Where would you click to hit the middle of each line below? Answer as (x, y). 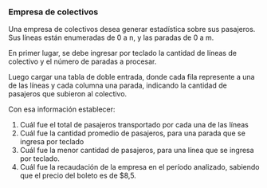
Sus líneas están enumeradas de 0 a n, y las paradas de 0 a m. (111, 37)
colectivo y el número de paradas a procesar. (82, 61)
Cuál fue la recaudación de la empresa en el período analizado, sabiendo (140, 167)
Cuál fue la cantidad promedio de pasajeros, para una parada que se (132, 133)
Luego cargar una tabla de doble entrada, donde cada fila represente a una (132, 77)
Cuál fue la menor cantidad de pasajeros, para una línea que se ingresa (137, 151)
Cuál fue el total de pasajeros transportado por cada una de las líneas (134, 125)
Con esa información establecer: (62, 109)
